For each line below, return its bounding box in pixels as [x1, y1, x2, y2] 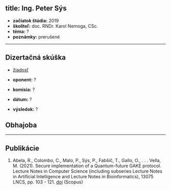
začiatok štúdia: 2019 [12, 17, 59, 23]
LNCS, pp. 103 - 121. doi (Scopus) [12, 179, 83, 185]
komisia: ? [12, 86, 35, 92]
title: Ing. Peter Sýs [5, 4, 67, 13]
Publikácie [5, 144, 40, 152]
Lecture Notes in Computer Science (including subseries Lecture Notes [12, 168, 163, 174]
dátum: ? [12, 96, 32, 102]
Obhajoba [5, 121, 37, 130]
